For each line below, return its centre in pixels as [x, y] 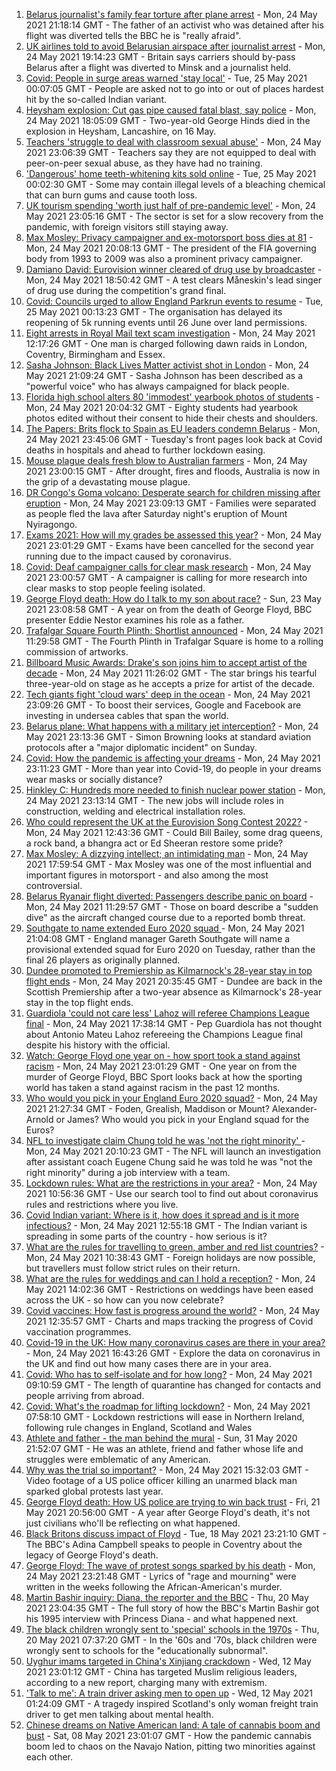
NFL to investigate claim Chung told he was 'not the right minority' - [165, 1140]
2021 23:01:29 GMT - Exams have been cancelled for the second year [169, 545]
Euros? [40, 1130]
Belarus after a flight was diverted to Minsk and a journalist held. [158, 67]
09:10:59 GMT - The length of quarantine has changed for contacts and [173, 1385]
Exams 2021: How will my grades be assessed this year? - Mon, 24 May [173, 535]
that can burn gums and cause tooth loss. [111, 195]
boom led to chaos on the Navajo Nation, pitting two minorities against [170, 1746]
